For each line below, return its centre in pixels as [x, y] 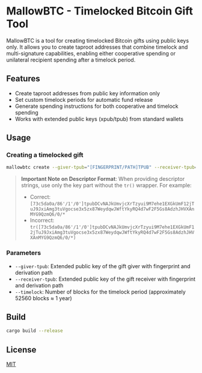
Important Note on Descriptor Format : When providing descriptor [103, 179]
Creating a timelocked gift [45, 155]
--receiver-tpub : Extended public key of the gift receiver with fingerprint [105, 279]
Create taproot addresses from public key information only [87, 93]
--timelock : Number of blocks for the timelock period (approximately [100, 292]
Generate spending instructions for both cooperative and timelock [96, 106]
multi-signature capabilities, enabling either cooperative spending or [91, 53]
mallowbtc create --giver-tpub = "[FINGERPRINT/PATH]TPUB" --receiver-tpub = [102, 168]
